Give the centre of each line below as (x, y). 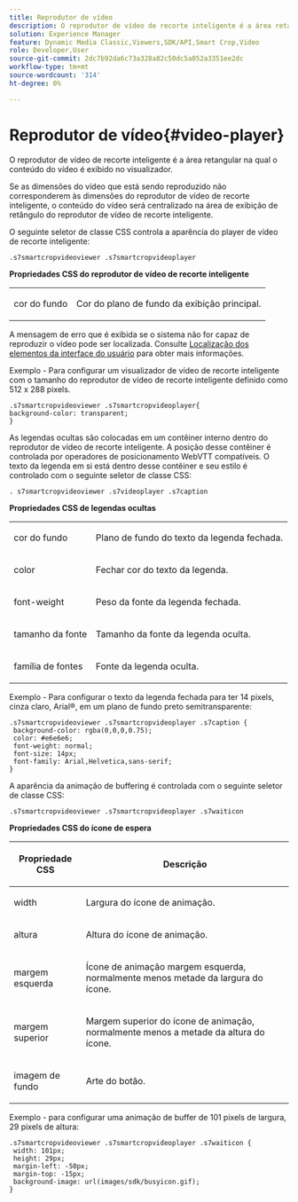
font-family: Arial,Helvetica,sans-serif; (93, 761)
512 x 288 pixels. (40, 389)
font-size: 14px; (45, 754)
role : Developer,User (49, 51)
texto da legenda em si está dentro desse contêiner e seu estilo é (129, 466)
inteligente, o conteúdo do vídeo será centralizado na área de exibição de (144, 205)
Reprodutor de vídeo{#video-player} (147, 135)
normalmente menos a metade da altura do (175, 1032)
